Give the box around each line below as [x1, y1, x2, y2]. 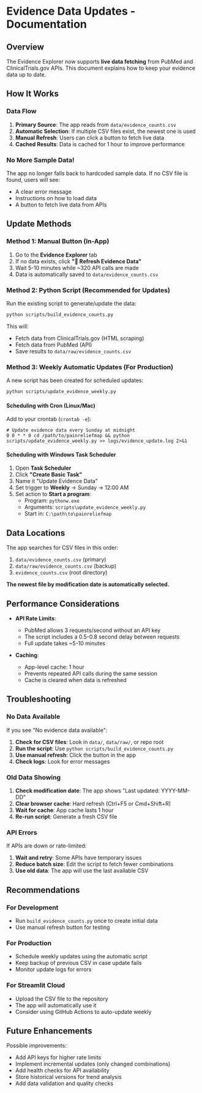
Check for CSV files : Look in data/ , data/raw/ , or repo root [15, 738, 164, 745]
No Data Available [6, 712, 61, 721]
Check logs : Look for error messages [15, 757, 110, 765]
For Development [6, 903, 59, 912]
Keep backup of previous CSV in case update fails [15, 960, 142, 967]
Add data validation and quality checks [15, 1080, 114, 1087]
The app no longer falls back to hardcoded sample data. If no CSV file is [6, 170, 188, 177]
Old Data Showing [6, 773, 61, 781]
